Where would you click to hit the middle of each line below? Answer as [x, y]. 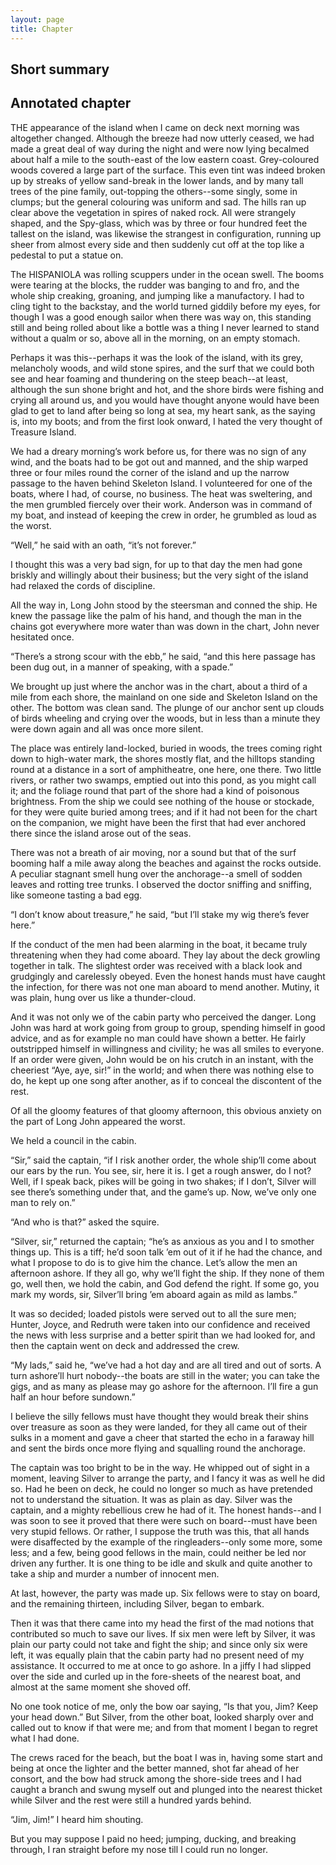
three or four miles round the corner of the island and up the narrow [150, 472]
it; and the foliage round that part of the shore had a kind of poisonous [155, 790]
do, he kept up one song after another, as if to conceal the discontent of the [166, 1080]
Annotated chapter [71, 103]
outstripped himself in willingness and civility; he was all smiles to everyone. [167, 1048]
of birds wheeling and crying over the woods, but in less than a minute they [165, 718]
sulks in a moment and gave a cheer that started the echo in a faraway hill [162, 1437]
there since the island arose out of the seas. [101, 833]
